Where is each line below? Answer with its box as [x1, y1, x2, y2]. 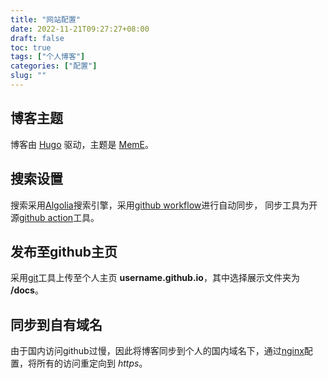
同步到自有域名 [10, 316, 103, 333]
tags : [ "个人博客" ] [10, 52, 86, 62]
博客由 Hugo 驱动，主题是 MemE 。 [10, 138, 154, 150]
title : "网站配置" [10, 14, 82, 25]
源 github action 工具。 [10, 211, 100, 223]
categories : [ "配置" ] [10, 61, 98, 71]
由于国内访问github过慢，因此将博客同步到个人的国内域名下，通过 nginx [10, 345, 305, 357]
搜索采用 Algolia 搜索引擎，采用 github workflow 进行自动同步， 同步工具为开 [10, 199, 318, 211]
